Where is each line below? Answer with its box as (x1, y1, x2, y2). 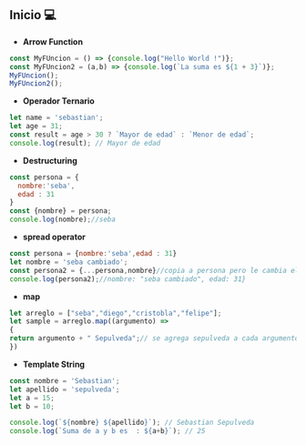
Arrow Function (22, 35, 84, 47)
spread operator (22, 231, 87, 243)
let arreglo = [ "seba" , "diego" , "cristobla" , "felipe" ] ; (9, 308, 222, 318)
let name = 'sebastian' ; (9, 113, 104, 123)
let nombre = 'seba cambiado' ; (9, 258, 128, 267)
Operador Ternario (22, 96, 96, 106)
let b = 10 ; (9, 401, 55, 411)
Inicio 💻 (9, 7, 57, 23)
